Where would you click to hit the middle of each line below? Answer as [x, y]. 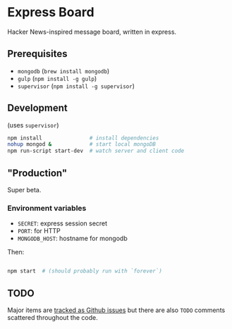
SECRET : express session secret [62, 223]
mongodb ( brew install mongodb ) [63, 70]
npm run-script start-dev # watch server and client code [96, 151]
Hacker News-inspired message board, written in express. [92, 32]
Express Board [51, 12]
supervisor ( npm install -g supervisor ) [76, 86]
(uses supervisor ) [33, 125]
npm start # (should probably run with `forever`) [85, 271]
